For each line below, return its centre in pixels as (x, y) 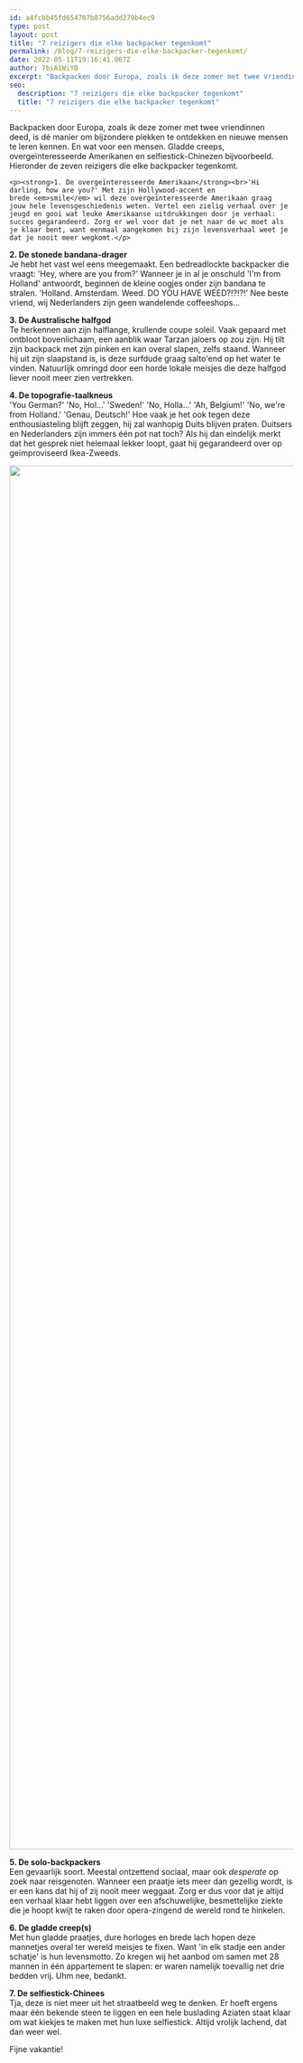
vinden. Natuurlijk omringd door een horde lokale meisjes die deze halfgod (148, 368)
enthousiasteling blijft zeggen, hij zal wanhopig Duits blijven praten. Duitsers (151, 424)
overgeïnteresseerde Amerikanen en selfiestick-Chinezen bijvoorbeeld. (142, 156)
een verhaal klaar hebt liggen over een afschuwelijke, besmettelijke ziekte (147, 1901)
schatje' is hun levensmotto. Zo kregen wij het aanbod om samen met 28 (144, 1957)
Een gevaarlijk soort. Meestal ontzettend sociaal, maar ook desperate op (144, 1872)
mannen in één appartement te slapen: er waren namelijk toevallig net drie (147, 1966)
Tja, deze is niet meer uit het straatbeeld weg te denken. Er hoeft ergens (143, 2003)
